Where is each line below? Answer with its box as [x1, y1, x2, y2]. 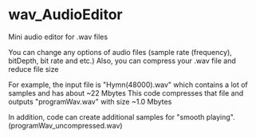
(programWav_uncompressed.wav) [8, 120, 123, 130]
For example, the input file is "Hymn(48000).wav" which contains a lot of [8, 80, 249, 89]
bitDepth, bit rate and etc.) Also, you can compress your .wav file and [8, 56, 237, 65]
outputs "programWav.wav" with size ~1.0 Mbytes [8, 97, 172, 106]
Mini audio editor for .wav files [8, 32, 108, 41]
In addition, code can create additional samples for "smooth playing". [8, 112, 235, 121]
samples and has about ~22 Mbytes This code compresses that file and [8, 88, 244, 97]
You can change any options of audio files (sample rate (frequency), [8, 47, 233, 57]
